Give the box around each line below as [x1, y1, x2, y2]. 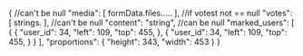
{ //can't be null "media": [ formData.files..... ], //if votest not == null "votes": [8, 8, 293, 18]
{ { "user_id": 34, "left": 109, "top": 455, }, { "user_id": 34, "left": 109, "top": [8, 27, 288, 37]
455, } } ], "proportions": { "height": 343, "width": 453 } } [8, 36, 221, 47]
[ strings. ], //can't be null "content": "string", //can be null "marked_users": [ [8, 17, 295, 28]
